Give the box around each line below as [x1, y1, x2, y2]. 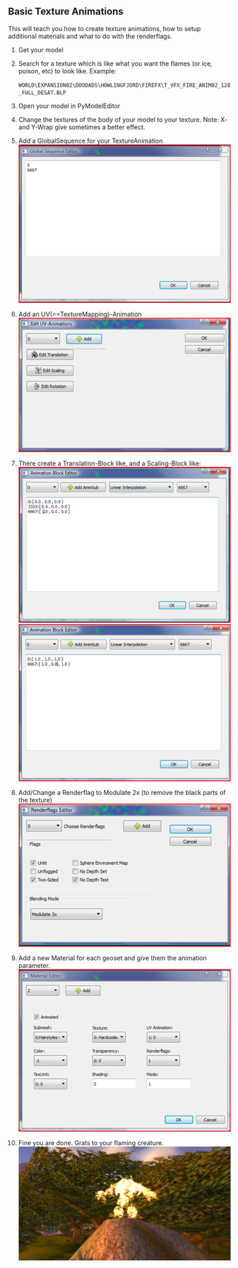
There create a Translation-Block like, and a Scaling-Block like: [18, 459, 201, 468]
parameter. [18, 961, 50, 969]
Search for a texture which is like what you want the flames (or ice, [18, 59, 213, 68]
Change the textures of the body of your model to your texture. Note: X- [18, 115, 228, 124]
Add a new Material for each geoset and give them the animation [18, 953, 207, 962]
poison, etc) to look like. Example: [18, 66, 117, 75]
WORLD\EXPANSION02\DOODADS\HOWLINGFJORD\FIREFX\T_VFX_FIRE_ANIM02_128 [18, 81, 231, 89]
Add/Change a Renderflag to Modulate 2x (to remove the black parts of [18, 789, 226, 797]
